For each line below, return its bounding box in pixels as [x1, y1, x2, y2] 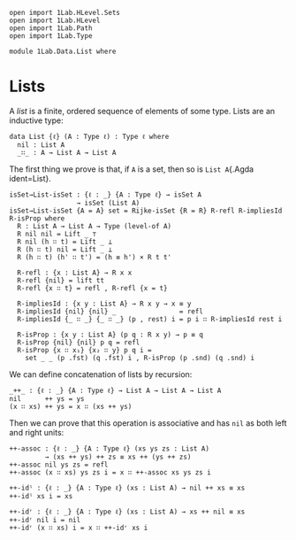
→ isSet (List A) [76, 198, 140, 207]
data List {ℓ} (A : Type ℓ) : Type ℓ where [9, 132, 170, 141]
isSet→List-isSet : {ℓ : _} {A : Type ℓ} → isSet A [9, 190, 201, 199]
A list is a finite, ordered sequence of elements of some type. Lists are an [9, 105, 276, 116]
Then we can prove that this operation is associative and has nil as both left [9, 417, 287, 428]
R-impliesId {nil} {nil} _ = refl [17, 306, 203, 316]
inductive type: [9, 115, 64, 126]
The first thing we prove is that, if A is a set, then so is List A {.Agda [9, 164, 254, 174]
